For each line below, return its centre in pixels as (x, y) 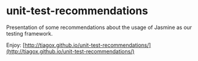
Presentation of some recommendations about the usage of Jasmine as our (99, 27)
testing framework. (30, 33)
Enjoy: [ (16, 45)
